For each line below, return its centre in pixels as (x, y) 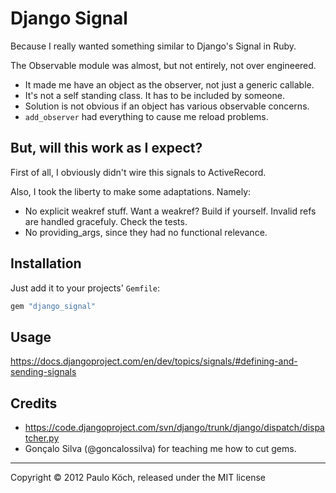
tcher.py (42, 438)
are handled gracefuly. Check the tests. (106, 221)
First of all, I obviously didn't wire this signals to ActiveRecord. (138, 172)
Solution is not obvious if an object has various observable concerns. (167, 106)
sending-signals (43, 372)
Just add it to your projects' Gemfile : (85, 288)
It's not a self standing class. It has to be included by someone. (154, 95)
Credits (34, 403)
